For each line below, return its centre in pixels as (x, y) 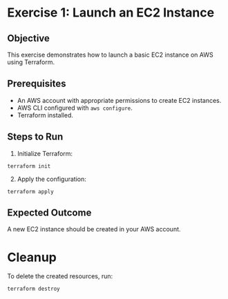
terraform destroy (34, 289)
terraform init (29, 166)
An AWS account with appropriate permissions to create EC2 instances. (119, 100)
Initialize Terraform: (45, 153)
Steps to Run (35, 137)
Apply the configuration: (51, 179)
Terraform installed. (45, 115)
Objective (29, 38)
